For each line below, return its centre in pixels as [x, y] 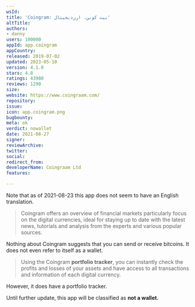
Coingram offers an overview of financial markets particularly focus [103, 213]
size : [13, 90]
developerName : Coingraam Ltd [44, 168]
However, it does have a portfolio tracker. [57, 286]
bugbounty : [20, 117]
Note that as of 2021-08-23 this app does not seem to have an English [92, 195]
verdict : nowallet [29, 129]
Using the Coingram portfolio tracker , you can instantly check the [102, 262]
